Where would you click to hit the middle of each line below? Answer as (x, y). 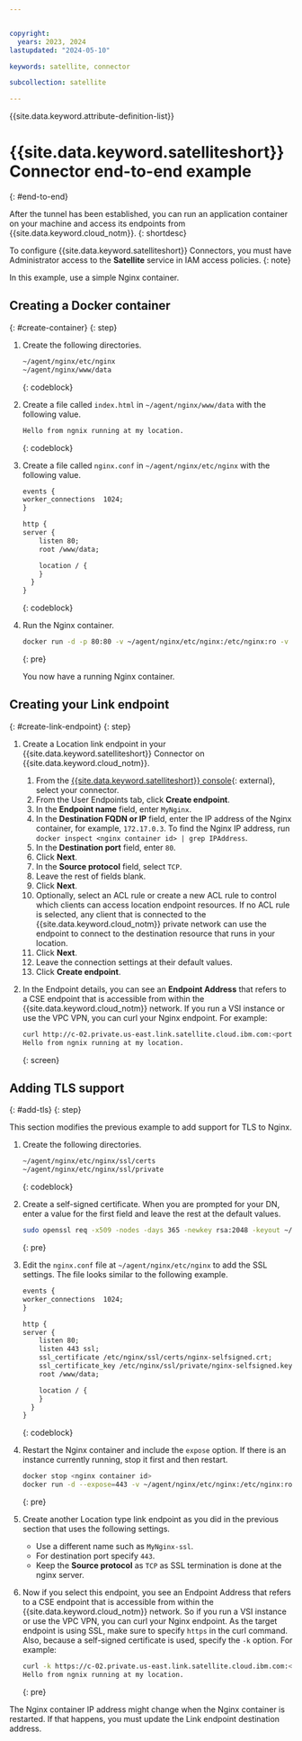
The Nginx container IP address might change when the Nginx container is (147, 1709)
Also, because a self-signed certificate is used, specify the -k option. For (157, 1640)
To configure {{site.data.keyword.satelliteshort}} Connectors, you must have (151, 251)
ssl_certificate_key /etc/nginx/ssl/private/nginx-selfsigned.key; (168, 1366)
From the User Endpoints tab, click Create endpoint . (133, 799)
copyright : (30, 33)
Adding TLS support (67, 1088)
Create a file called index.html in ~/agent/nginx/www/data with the (144, 404)
